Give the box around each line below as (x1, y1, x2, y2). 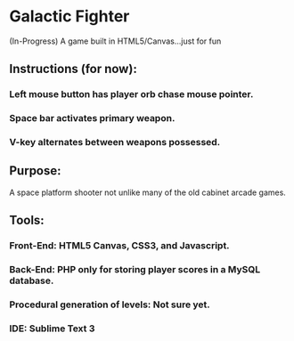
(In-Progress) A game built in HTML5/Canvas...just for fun (9, 36, 222, 46)
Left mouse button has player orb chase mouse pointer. (9, 88, 254, 101)
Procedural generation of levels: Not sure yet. (9, 298, 211, 311)
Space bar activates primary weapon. (9, 112, 176, 125)
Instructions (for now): (9, 61, 138, 77)
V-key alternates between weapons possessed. (9, 136, 221, 149)
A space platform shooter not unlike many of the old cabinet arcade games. (9, 187, 287, 198)
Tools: (9, 213, 45, 228)
